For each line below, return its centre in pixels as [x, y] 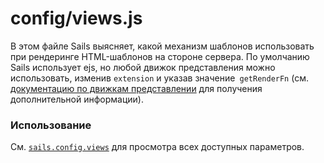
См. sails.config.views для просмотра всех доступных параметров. [157, 147]
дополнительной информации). [77, 99]
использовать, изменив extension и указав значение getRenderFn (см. [160, 78]
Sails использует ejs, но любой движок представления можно [143, 67]
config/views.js [76, 18]
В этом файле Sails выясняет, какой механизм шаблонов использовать [162, 46]
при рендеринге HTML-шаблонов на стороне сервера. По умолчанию [160, 56]
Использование [51, 125]
